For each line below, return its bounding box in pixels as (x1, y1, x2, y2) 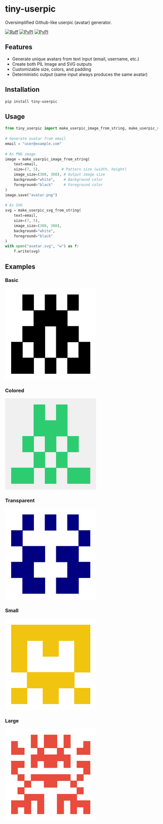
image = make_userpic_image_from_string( (5, 157, 90, 161)
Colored (5, 387, 24, 394)
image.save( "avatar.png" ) (5, 193, 57, 197)
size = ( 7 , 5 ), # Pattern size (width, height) (14, 167, 127, 172)
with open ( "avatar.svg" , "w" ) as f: (5, 244, 79, 249)
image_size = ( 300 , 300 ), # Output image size (14, 172, 105, 177)
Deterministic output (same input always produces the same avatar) (12, 71, 148, 77)
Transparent (5, 497, 35, 504)
